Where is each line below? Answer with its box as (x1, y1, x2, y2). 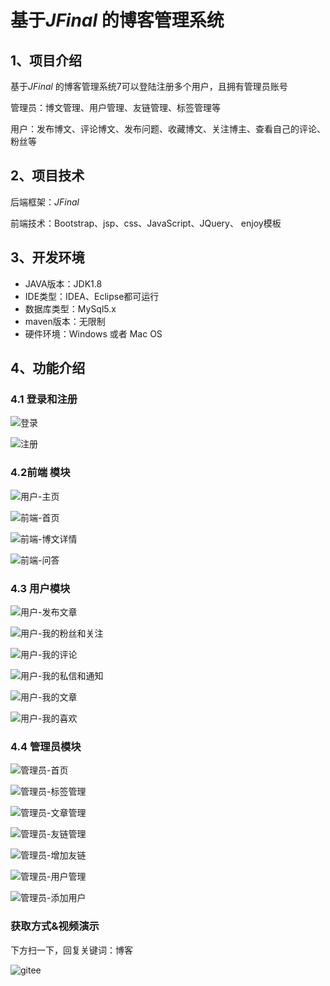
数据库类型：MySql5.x (24, 302, 117, 315)
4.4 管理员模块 (10, 739, 82, 753)
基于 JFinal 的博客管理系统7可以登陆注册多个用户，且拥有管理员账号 (10, 81, 288, 92)
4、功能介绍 (10, 360, 86, 377)
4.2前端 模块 (10, 466, 71, 480)
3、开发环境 (10, 249, 85, 266)
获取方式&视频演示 (10, 919, 100, 933)
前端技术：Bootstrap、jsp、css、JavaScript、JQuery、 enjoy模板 (10, 217, 282, 229)
